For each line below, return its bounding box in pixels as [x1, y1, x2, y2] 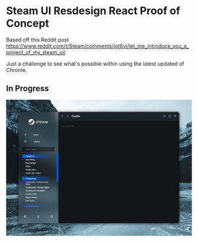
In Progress [6, 84, 49, 94]
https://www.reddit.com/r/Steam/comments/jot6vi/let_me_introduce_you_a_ [6, 42, 189, 50]
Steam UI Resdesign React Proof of [6, 4, 181, 18]
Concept [6, 17, 49, 30]
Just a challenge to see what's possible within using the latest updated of [6, 60, 184, 67]
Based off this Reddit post [6, 36, 69, 43]
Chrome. [6, 66, 28, 73]
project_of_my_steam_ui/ [6, 48, 66, 55]
